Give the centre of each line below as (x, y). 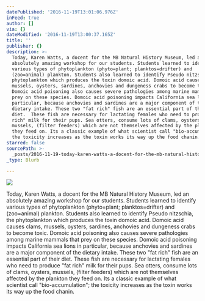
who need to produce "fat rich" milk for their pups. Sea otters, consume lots (102, 266)
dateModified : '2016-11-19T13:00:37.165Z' (61, 35)
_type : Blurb (23, 160)
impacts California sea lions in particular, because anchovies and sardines (99, 246)
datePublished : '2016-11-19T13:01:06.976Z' (63, 12)
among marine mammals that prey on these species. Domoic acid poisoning (102, 240)
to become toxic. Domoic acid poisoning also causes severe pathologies (97, 233)
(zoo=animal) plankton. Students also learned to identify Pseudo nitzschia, (100, 214)
